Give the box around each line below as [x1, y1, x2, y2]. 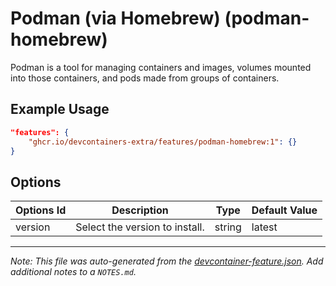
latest [251, 220, 278, 234]
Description [111, 203, 169, 217]
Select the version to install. [75, 220, 205, 234]
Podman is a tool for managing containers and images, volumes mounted [10, 61, 312, 73]
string [214, 220, 242, 234]
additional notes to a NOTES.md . [10, 266, 137, 278]
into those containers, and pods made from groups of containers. [10, 72, 280, 84]
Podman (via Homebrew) [10, 7, 221, 30]
